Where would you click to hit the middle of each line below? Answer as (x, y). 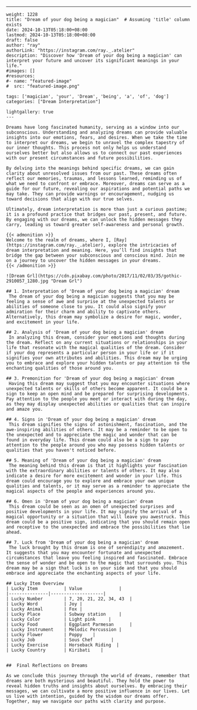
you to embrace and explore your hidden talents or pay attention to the (98, 363)
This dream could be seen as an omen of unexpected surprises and (91, 507)
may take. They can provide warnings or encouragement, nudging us (90, 194)
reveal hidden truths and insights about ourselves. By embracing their (97, 686)
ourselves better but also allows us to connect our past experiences (94, 153)
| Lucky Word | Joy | (44, 604)
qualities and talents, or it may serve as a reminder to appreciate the (98, 486)
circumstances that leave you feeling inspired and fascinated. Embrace (97, 558)
